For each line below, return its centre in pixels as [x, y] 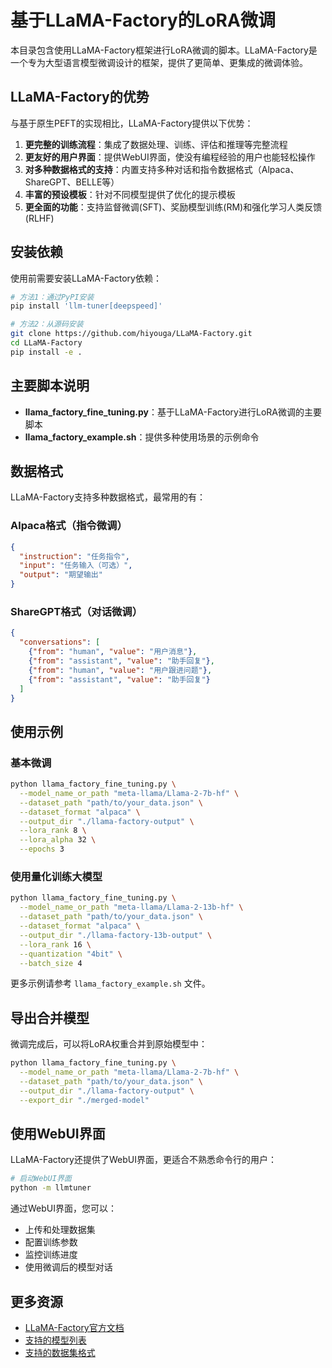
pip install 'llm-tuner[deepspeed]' [86, 306]
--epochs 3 [42, 849]
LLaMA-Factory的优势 [80, 97]
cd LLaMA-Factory [46, 343]
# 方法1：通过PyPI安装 [52, 297]
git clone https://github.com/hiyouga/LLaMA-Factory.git [131, 334]
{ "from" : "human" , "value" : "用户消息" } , [113, 652]
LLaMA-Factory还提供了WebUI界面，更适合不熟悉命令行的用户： [143, 1160]
